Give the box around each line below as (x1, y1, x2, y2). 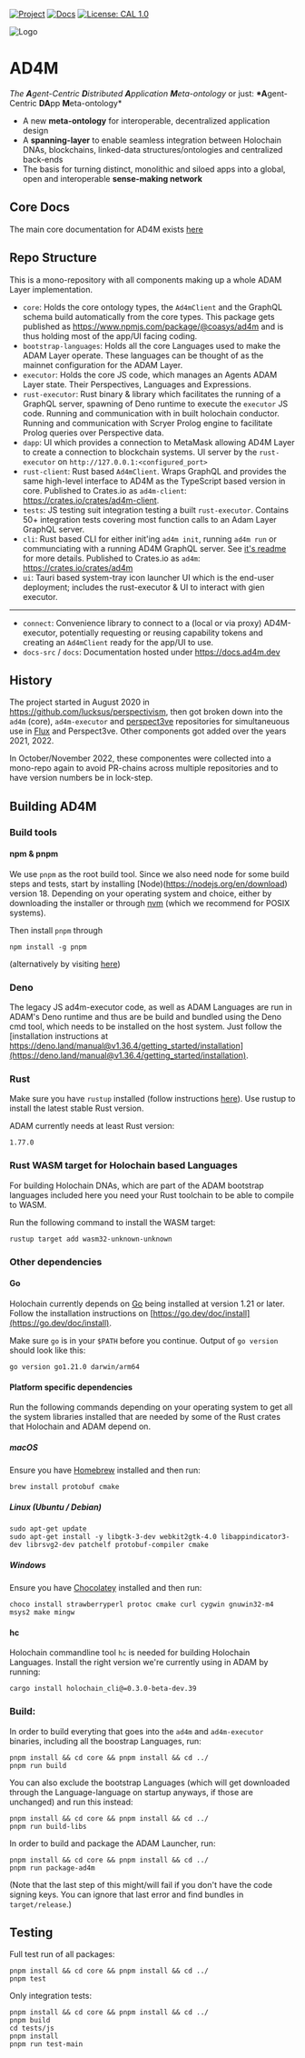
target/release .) (9, 1898, 73, 1909)
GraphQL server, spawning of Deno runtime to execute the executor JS (22, 398, 289, 409)
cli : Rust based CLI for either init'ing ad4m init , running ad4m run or (22, 533, 277, 544)
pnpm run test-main (9, 2040, 84, 2049)
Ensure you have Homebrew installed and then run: (9, 1464, 202, 1476)
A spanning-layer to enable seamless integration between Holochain (22, 135, 281, 145)
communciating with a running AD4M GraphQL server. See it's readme (22, 543, 287, 554)
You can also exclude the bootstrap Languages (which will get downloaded (9, 1777, 290, 1788)
